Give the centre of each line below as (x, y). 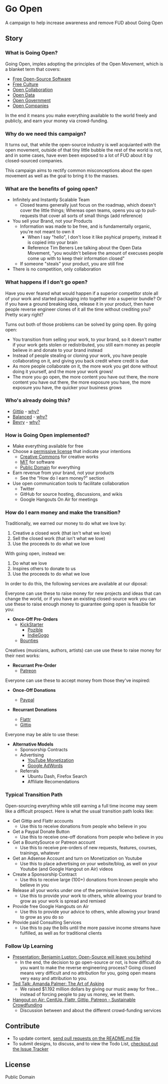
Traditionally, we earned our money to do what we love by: (66, 523)
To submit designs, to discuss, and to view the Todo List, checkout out (85, 1043)
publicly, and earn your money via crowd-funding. (57, 121)
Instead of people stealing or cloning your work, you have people (79, 355)
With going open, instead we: (36, 554)
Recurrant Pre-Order (34, 665)
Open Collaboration (33, 89)
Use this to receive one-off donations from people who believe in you (92, 837)
